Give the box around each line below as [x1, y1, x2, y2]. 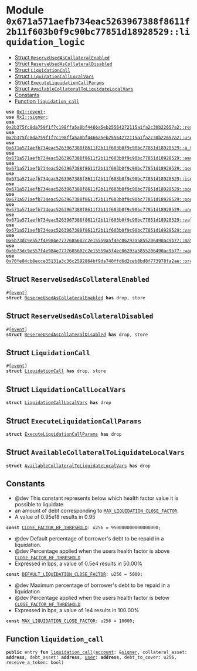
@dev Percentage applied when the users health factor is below [14, 594, 170, 601]
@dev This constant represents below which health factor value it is [14, 495, 179, 502]
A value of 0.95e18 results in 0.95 [14, 513, 96, 520]
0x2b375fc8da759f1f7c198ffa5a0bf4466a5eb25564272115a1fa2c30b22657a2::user [6, 135, 195, 141]
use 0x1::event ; [6, 109, 46, 115]
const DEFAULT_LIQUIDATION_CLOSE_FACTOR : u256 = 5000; [6, 571, 143, 577]
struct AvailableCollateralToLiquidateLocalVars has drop [6, 463, 151, 469]
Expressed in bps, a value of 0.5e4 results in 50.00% [14, 560, 142, 567]
